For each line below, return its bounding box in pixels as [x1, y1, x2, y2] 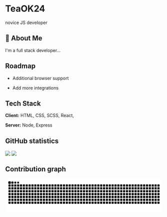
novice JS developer [5, 19, 47, 25]
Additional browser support [12, 75, 69, 81]
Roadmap [5, 62, 36, 70]
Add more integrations [12, 84, 59, 90]
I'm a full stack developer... [5, 47, 61, 53]
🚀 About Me [5, 34, 42, 42]
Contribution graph [5, 164, 66, 173]
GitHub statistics [5, 136, 59, 145]
